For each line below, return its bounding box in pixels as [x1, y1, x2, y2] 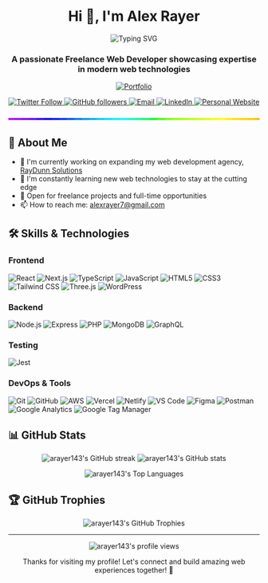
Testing [8, 339, 38, 351]
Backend [8, 301, 44, 312]
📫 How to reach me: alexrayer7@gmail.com [19, 200, 165, 210]
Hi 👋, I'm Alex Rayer [67, 7, 201, 26]
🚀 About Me [8, 136, 68, 149]
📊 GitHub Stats [8, 429, 86, 442]
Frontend [8, 255, 45, 266]
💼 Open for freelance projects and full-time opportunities [19, 191, 207, 200]
